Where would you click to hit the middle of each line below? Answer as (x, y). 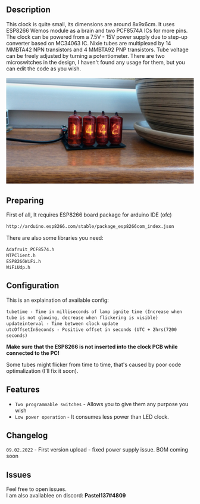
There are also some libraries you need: (55, 238)
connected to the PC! (33, 353)
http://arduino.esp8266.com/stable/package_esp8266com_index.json (90, 227)
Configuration (33, 286)
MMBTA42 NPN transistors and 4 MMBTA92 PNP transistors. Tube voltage (97, 50)
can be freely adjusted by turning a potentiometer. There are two (85, 55)
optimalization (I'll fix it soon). (42, 371)
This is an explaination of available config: (57, 300)
